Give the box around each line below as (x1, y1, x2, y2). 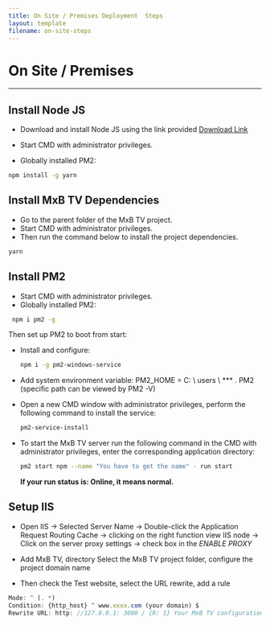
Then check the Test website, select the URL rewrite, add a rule (19, 578, 231, 588)
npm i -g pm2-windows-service (19, 361, 122, 369)
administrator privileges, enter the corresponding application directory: (19, 447, 256, 457)
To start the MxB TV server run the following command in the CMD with (19, 438, 257, 448)
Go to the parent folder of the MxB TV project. (19, 215, 173, 224)
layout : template (8, 19, 67, 27)
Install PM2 (8, 270, 66, 284)
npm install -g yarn (8, 171, 78, 179)
